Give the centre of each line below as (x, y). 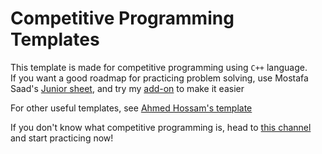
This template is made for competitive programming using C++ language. (159, 67)
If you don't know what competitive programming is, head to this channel (161, 127)
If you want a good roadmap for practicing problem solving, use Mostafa (159, 78)
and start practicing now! (62, 138)
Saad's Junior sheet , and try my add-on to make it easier (127, 88)
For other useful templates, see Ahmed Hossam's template (131, 108)
